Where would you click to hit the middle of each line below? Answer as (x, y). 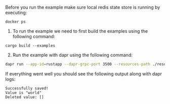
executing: (16, 13)
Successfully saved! (27, 88)
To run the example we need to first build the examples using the (80, 31)
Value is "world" (24, 92)
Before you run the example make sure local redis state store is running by (83, 7)
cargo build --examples (30, 46)
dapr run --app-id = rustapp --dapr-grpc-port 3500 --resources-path (78, 64)
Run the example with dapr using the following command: (72, 55)
